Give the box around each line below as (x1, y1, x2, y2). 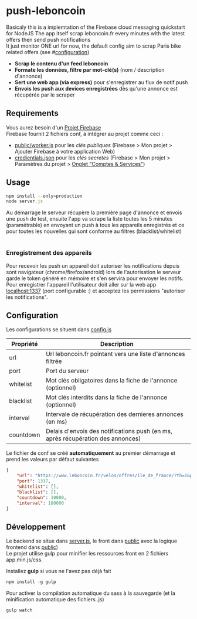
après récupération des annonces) (46, 434, 141, 442)
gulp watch (6, 607, 33, 613)
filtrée (46, 357, 62, 365)
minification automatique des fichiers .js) (6, 596, 104, 603)
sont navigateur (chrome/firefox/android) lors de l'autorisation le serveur (6, 268, 181, 275)
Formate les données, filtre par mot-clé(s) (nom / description (14, 66, 165, 73)
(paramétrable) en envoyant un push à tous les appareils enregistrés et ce (6, 222, 185, 229)
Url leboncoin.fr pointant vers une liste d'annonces (46, 350, 186, 358)
